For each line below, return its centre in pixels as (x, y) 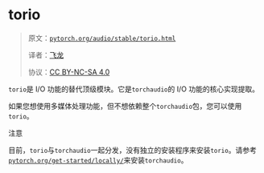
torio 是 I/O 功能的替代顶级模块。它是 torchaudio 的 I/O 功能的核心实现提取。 (134, 89)
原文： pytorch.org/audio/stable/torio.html (102, 38)
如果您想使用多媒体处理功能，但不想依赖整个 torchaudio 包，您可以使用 (125, 106)
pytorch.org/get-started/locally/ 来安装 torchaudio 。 (98, 160)
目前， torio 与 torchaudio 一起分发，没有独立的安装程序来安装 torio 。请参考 (133, 150)
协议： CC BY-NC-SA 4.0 (69, 72)
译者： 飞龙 (46, 54)
